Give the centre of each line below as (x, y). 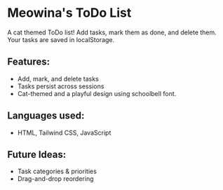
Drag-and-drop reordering (55, 179)
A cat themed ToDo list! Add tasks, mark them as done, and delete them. (112, 32)
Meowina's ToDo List (69, 13)
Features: (29, 62)
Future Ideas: (37, 155)
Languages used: (46, 116)
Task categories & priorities (57, 171)
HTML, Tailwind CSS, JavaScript (64, 133)
